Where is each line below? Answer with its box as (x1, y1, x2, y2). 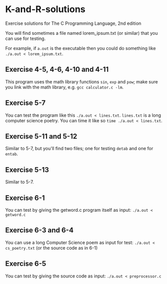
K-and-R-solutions (5, 4, 86, 15)
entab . (5, 151, 18, 157)
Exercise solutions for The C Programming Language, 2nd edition (5, 20, 142, 26)
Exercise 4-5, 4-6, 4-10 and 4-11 (5, 65, 109, 74)
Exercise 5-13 (5, 165, 49, 174)
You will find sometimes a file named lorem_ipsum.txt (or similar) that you (5, 30, 158, 36)
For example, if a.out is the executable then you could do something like (5, 45, 156, 51)
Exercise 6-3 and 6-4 (5, 226, 74, 234)
